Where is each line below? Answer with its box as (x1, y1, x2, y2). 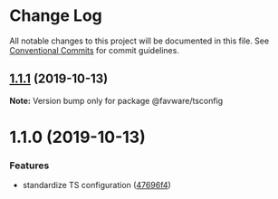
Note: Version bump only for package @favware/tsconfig (9, 95, 224, 106)
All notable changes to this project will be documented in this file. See (9, 35, 270, 46)
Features (9, 159, 50, 172)
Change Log (9, 5, 102, 26)
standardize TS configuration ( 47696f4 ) (22, 180, 172, 191)
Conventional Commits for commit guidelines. (9, 44, 179, 55)
